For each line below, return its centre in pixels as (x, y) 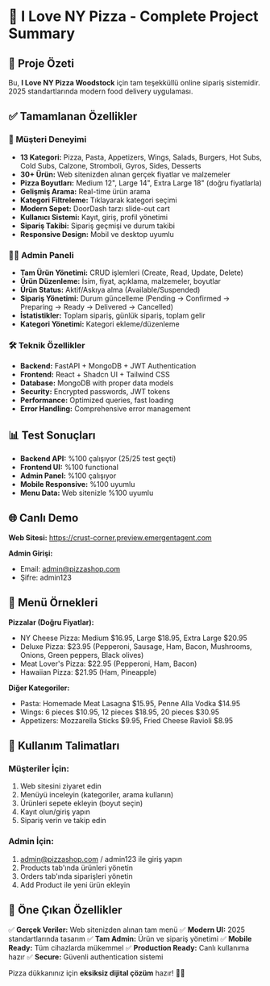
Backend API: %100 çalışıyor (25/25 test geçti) (98, 459)
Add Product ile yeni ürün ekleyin (75, 884)
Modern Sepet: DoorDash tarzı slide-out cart (95, 208)
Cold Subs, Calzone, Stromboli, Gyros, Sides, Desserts (110, 165)
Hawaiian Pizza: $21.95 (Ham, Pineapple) (88, 672)
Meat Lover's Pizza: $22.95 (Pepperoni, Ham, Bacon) (108, 664)
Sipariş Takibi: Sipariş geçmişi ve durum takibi (98, 226)
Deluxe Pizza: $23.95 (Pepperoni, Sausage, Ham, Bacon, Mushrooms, (136, 646)
